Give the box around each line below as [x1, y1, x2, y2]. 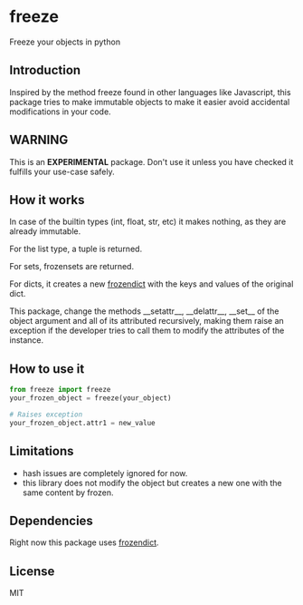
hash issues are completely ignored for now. [22, 467, 188, 478]
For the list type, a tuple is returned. [9, 243, 143, 255]
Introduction [9, 63, 81, 78]
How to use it [9, 361, 85, 376]
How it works [9, 192, 85, 208]
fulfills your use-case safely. [9, 166, 115, 177]
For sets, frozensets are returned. [9, 261, 134, 272]
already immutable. [9, 226, 81, 237]
